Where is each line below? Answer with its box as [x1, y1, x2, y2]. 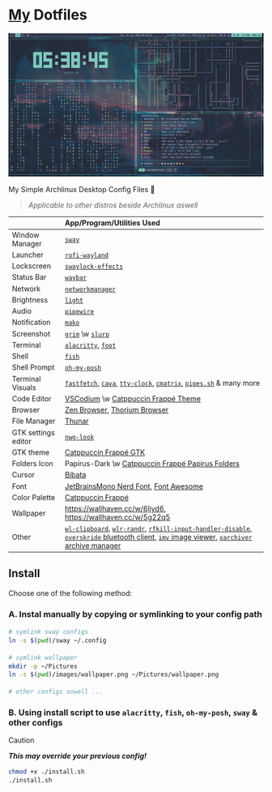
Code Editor [11, 393, 52, 403]
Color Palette [11, 492, 55, 502]
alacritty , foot [64, 340, 117, 349]
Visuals [11, 383, 36, 392]
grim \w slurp [64, 328, 110, 338]
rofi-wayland [64, 251, 109, 259]
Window [11, 229, 40, 240]
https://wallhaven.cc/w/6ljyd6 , [64, 504, 167, 514]
